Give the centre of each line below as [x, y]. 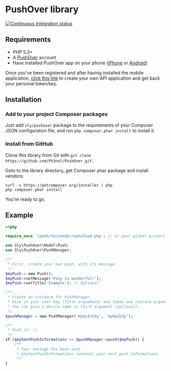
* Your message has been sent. [50, 349]
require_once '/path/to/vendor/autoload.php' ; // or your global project [85, 236]
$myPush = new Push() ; [29, 274]
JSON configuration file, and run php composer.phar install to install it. [80, 131]
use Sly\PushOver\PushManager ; [38, 250]
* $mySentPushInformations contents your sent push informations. [88, 354]
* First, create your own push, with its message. [62, 264]
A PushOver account [34, 57]
